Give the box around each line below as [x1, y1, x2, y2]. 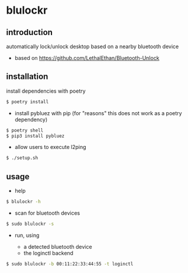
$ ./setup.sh [6, 155, 38, 161]
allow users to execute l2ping [14, 144, 87, 151]
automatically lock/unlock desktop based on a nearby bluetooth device [6, 43, 179, 50]
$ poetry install [6, 99, 49, 104]
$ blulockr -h [6, 199, 41, 205]
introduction [6, 27, 53, 37]
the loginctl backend [23, 249, 74, 256]
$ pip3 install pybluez [6, 133, 65, 139]
